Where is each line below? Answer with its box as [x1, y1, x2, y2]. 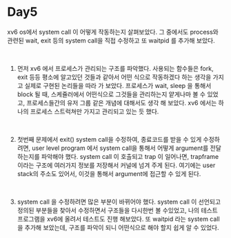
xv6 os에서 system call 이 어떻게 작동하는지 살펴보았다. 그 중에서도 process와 [7, 28, 219, 36]
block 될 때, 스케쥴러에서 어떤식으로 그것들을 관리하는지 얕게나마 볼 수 [17, 90, 205, 98]
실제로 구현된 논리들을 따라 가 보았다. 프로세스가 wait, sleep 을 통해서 [24, 81, 212, 89]
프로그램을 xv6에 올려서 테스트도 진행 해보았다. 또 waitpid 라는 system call [17, 215, 220, 223]
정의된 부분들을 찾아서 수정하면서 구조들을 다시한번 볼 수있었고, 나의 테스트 [17, 206, 219, 214]
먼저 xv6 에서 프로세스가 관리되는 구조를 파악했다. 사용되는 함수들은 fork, [17, 64, 214, 72]
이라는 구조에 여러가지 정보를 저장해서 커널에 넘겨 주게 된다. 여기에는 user [17, 161, 216, 169]
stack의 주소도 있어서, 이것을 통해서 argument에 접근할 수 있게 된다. [17, 169, 201, 177]
